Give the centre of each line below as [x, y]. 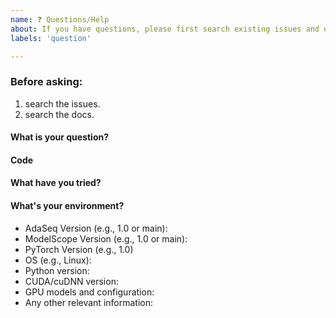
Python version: [57, 270]
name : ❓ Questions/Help [60, 19]
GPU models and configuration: [89, 292]
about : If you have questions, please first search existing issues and [165, 29]
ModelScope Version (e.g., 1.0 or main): [106, 238]
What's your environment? [67, 206]
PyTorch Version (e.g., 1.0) [79, 249]
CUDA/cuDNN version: [71, 281]
